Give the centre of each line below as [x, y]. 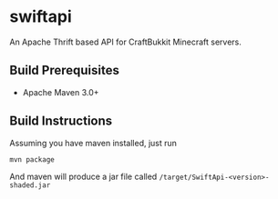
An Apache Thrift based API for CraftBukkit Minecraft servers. [125, 42]
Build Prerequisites [65, 70]
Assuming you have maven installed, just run [93, 143]
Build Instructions [61, 121]
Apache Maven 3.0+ [61, 92]
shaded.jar [30, 185]
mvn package [32, 159]
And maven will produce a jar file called [83, 176]
